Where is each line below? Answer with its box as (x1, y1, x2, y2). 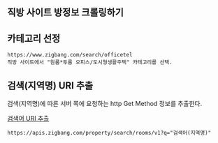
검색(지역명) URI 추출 (7, 80, 94, 91)
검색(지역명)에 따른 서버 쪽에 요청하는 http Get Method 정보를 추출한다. (7, 100, 203, 108)
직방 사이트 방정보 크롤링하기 (7, 6, 124, 19)
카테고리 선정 (7, 32, 61, 44)
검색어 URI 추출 (7, 114, 50, 123)
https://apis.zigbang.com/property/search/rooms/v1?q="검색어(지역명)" (7, 130, 212, 137)
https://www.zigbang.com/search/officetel (7, 52, 133, 59)
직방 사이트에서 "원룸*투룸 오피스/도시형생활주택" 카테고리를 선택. (7, 59, 173, 66)
